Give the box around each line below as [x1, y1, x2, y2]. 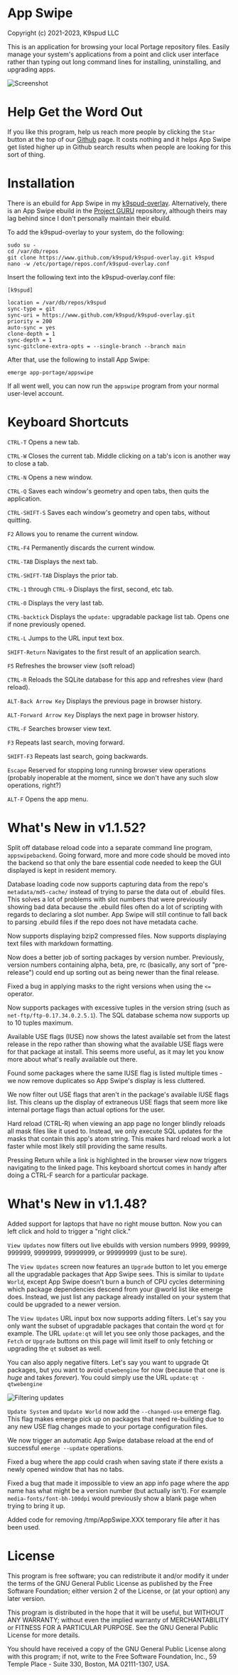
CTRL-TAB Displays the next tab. [7, 557, 98, 565]
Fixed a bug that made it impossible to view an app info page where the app [7, 1478, 229, 1487]
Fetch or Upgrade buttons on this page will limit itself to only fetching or [7, 1336, 214, 1345]
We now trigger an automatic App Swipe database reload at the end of [7, 1435, 214, 1445]
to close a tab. [7, 459, 49, 468]
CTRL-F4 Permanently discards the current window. [7, 543, 156, 552]
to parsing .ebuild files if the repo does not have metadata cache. [7, 918, 199, 926]
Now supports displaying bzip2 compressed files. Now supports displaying [7, 931, 227, 940]
